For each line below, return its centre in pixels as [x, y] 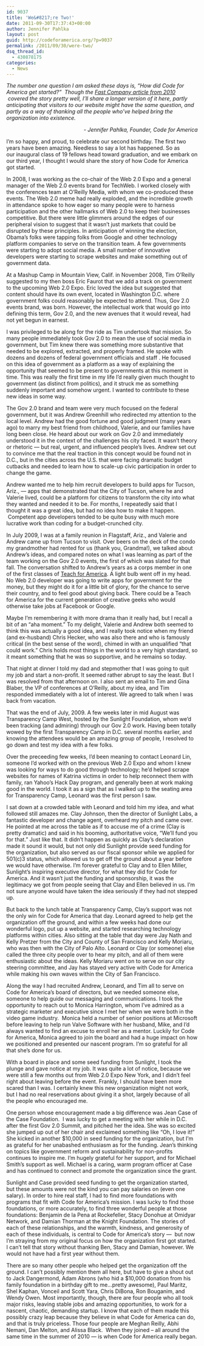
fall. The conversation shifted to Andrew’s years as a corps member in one [99, 568]
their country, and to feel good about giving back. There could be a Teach [99, 593]
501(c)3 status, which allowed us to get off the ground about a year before [99, 859]
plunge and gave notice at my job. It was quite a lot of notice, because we [99, 1069]
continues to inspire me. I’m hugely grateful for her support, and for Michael [101, 1158]
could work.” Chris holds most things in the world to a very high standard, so [102, 651]
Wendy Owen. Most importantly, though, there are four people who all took [100, 1298]
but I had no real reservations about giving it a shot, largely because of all [98, 1094]
